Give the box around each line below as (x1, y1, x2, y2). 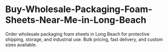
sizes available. (5, 41, 37, 47)
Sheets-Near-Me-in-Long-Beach (5, 14, 146, 26)
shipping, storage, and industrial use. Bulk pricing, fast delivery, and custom (5, 36, 163, 42)
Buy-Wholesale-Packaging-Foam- (5, 4, 152, 15)
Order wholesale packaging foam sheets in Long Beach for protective (5, 31, 150, 37)
